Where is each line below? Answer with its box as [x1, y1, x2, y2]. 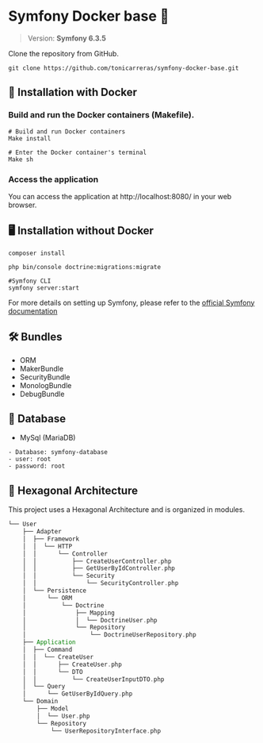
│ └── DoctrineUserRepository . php [22, 631, 196, 639]
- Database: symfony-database [8, 448, 109, 456]
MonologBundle [19, 380, 72, 390]
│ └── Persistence [22, 587, 87, 595]
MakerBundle [19, 364, 64, 373]
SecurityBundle [19, 372, 71, 382]
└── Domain [22, 698, 59, 706]
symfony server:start [8, 283, 80, 292]
